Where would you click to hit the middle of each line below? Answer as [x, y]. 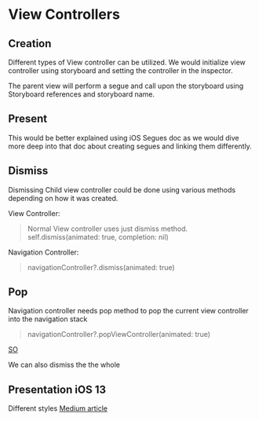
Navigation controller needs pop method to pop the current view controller [128, 311]
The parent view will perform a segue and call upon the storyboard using [126, 86]
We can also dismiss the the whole [64, 365]
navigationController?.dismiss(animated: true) [101, 267]
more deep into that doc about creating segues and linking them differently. [130, 146]
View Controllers [64, 15]
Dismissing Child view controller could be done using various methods [122, 189]
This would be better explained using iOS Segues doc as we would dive [124, 137]
